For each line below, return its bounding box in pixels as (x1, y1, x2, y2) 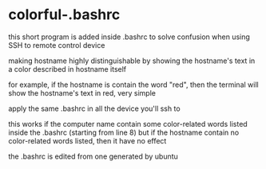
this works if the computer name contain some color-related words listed (8, 119, 248, 128)
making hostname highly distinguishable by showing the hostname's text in (8, 56, 256, 65)
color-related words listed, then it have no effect (8, 136, 167, 145)
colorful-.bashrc (8, 6, 121, 24)
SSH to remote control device (8, 40, 105, 49)
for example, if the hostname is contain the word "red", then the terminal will (8, 80, 259, 89)
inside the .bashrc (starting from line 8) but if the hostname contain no (8, 128, 240, 137)
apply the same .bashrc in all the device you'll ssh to (8, 104, 181, 113)
